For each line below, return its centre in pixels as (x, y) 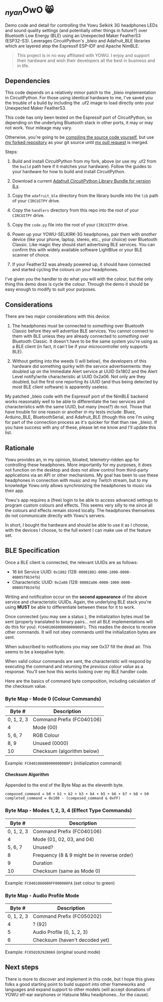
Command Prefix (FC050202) (67, 916)
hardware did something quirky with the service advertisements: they (82, 366)
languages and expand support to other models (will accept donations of (78, 989)
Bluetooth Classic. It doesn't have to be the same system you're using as (85, 341)
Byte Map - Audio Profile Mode (42, 895)
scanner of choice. (31, 255)
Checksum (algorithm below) (66, 751)
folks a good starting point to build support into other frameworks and (75, 984)
